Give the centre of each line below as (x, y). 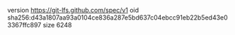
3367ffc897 (24, 25)
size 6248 (57, 25)
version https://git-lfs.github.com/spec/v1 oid (73, 10)
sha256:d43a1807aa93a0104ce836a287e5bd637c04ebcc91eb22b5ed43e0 (117, 17)
